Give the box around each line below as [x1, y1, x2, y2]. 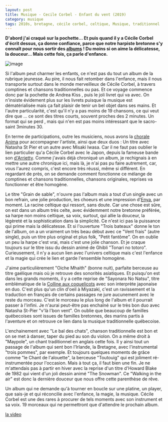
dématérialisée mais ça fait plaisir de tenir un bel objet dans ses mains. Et [5, 102, 156, 108]
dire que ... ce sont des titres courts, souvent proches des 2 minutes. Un [5, 113, 154, 119]
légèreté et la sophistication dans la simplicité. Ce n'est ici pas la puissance [5, 218, 160, 224]
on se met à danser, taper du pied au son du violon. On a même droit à [5, 333, 150, 339]
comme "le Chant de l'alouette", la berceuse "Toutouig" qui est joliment [5, 355, 152, 361]
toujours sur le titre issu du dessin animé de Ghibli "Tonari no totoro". [5, 244, 147, 251]
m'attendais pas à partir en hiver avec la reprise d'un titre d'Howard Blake [5, 365, 157, 371]
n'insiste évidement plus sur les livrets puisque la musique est [5, 97, 133, 103]
